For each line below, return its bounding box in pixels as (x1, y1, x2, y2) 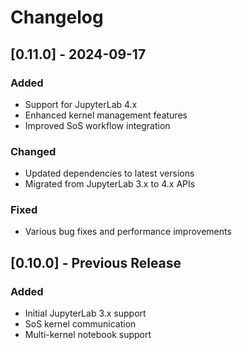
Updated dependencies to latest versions (24, 167, 195, 180)
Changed (10, 144, 57, 158)
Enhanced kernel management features (24, 109, 188, 121)
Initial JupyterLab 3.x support (24, 307, 147, 320)
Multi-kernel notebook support (24, 329, 152, 341)
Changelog (10, 6, 104, 29)
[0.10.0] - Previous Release (10, 254, 182, 271)
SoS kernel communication (24, 318, 137, 330)
